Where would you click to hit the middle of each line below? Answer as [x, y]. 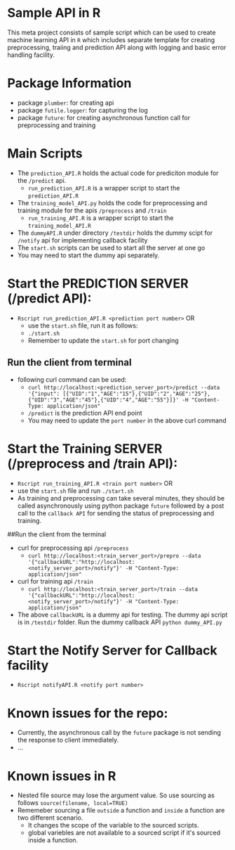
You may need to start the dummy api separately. [88, 255]
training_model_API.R [59, 226]
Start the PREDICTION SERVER [98, 283]
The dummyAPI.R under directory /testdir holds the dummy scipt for [115, 233]
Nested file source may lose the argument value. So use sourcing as [116, 795]
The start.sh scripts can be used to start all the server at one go [111, 247]
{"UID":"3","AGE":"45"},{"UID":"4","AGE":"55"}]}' [103, 400]
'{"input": [44, 394]
